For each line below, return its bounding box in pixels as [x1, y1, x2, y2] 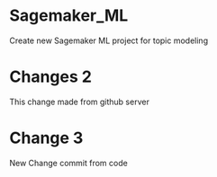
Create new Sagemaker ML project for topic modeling [9, 35, 209, 46]
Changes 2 [9, 66, 93, 87]
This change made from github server [9, 96, 150, 107]
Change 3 [9, 128, 84, 148]
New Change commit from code [9, 157, 128, 168]
